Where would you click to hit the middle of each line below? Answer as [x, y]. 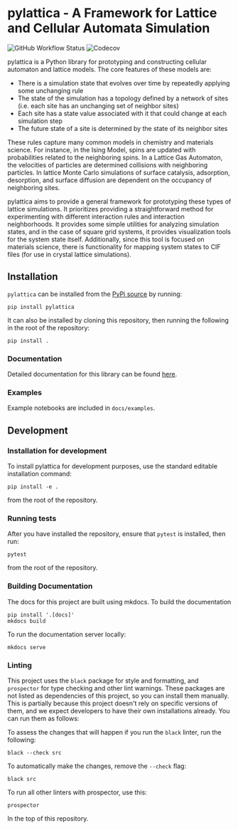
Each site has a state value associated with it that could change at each [122, 113]
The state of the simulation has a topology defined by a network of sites [123, 98]
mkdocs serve [27, 647]
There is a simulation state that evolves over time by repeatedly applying [124, 83]
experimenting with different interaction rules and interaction [96, 216]
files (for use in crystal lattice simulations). [69, 254]
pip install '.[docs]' [41, 615]
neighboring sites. [34, 187]
